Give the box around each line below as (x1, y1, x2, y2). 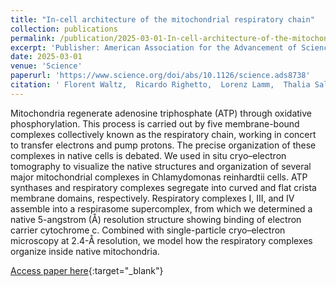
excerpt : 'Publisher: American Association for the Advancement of (10, 42, 298, 53)
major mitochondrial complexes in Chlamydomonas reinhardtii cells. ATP (10, 171, 308, 183)
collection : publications (10, 24, 118, 34)
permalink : (10, 33, 56, 43)
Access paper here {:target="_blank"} (10, 264, 164, 276)
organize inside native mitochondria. (10, 245, 160, 257)
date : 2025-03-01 (10, 52, 83, 62)
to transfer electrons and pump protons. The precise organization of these (10, 139, 317, 151)
